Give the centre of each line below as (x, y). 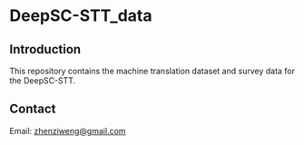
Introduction (45, 49)
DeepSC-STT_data (81, 16)
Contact (33, 109)
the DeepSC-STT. (43, 81)
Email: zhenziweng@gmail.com (68, 130)
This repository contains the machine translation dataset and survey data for (152, 71)
